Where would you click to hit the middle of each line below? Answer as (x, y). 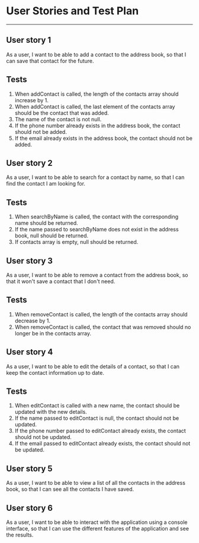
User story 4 (30, 352)
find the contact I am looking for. (46, 184)
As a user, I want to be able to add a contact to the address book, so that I (96, 54)
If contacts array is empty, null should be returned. (76, 242)
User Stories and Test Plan (73, 11)
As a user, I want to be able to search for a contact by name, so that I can (95, 177)
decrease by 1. (33, 321)
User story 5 (29, 468)
